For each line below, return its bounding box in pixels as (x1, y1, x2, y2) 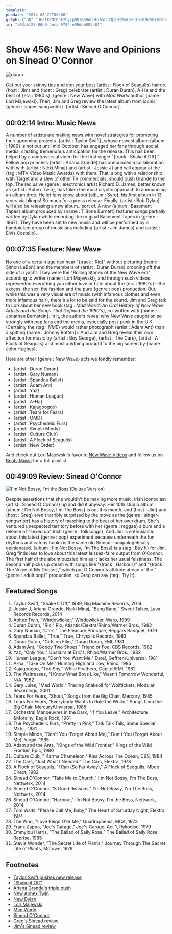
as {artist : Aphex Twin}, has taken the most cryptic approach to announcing (6, 187, 166, 192)
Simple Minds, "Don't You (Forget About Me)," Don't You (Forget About (13, 731, 162, 738)
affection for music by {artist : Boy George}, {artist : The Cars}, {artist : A (6, 334, 158, 341)
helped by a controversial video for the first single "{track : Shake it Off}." (6, 154, 160, 160)
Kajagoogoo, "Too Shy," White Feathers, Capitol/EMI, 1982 (13, 666, 136, 672)
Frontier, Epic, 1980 (13, 747, 54, 754)
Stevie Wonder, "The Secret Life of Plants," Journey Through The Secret (13, 840, 165, 846)
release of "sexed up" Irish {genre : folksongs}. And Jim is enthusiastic (6, 528, 155, 534)
